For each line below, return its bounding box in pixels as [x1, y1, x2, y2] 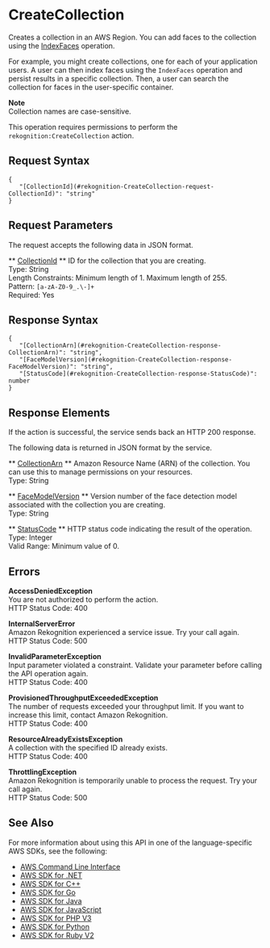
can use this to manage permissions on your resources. [8, 467, 193, 477]
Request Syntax [8, 154, 90, 168]
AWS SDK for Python [19, 921, 90, 931]
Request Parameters [8, 219, 114, 232]
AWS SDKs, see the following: [8, 846, 107, 856]
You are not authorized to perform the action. [8, 595, 159, 604]
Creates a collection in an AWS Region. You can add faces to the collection [8, 32, 257, 42]
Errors [8, 565, 40, 578]
